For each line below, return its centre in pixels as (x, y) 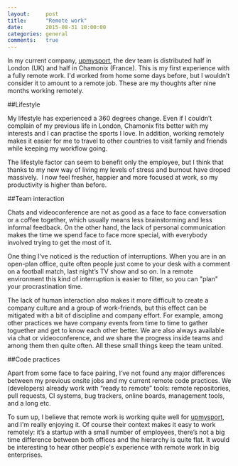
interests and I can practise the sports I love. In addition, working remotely (116, 134)
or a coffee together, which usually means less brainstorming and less (110, 220)
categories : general (38, 34)
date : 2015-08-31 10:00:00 (57, 27)
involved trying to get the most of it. (60, 243)
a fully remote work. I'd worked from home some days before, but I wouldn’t (119, 76)
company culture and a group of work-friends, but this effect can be (107, 308)
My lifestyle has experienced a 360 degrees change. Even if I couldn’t (110, 119)
